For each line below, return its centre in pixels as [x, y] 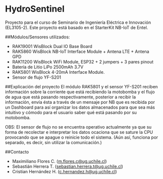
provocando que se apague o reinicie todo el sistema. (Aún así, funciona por [81, 137]
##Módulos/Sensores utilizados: [37, 37]
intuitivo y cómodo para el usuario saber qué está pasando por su [71, 112]
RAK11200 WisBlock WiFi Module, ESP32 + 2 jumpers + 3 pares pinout [83, 62]
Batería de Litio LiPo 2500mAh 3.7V [48, 67]
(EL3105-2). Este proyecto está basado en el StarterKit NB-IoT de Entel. [77, 27]
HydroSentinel [35, 9]
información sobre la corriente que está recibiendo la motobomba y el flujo [80, 92]
